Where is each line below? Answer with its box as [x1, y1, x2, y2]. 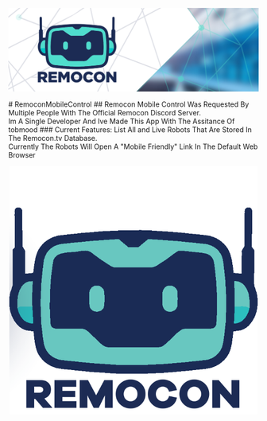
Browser [8, 150, 36, 159]
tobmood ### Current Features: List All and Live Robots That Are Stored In [8, 124, 253, 134]
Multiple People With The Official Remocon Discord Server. [8, 107, 201, 117]
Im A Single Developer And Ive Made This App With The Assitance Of [8, 116, 235, 126]
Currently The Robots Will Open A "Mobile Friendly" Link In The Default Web [8, 142, 258, 151]
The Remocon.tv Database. [8, 133, 98, 142]
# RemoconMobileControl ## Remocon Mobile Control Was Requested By [8, 99, 250, 109]
